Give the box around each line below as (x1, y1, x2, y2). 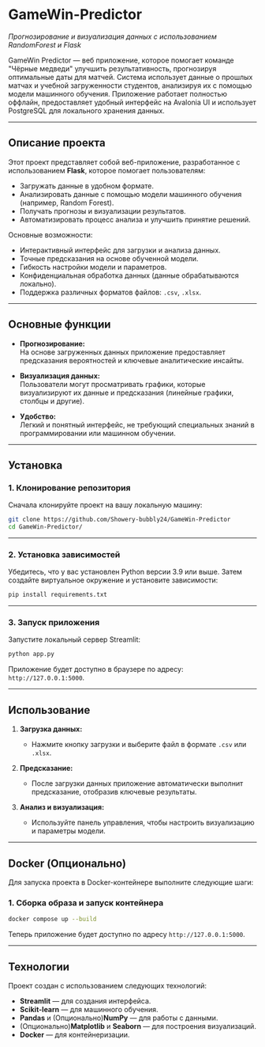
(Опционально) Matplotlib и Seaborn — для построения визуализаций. (19, 1021, 256, 1030)
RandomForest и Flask (8, 40, 81, 49)
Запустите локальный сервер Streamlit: (8, 635, 140, 644)
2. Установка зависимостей (8, 548, 121, 560)
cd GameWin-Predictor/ (8, 523, 83, 531)
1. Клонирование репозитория (8, 482, 131, 493)
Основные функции (8, 318, 111, 332)
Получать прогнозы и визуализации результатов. (19, 206, 187, 215)
